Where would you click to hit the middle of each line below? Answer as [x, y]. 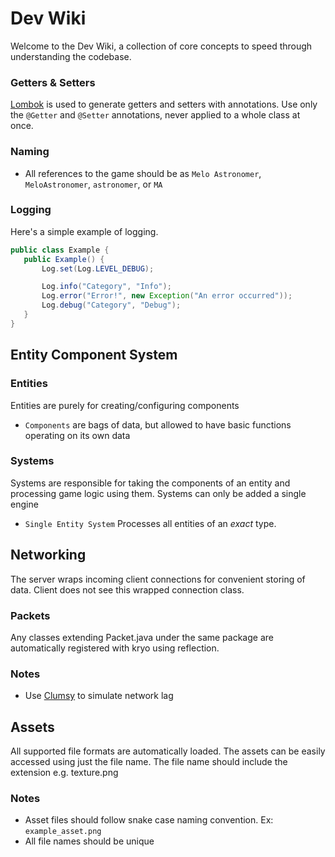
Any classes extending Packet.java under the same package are [142, 637]
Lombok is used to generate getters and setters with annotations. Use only [164, 104]
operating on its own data [77, 435]
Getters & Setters [53, 82]
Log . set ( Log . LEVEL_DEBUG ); [98, 268]
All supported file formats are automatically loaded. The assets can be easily [168, 751]
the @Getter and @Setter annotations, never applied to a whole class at [155, 115]
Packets [30, 615]
